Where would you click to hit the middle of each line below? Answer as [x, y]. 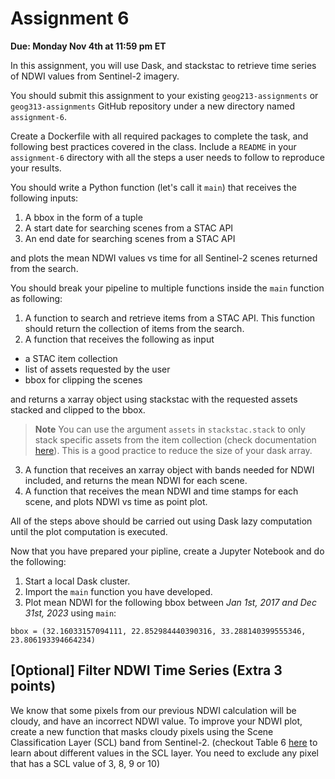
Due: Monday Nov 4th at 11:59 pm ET [88, 46]
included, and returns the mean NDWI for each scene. [136, 480]
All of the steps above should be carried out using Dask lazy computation [161, 521]
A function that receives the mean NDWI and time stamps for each [161, 491]
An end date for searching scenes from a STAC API [130, 238]
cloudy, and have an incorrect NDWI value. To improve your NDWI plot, [156, 721]
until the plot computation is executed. [89, 531]
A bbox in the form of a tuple [83, 217]
